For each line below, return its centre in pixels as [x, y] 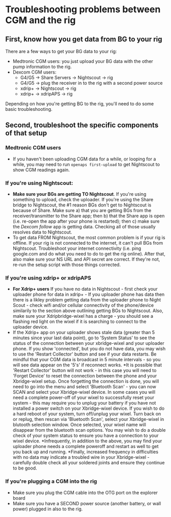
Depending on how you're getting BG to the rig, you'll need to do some [80, 104]
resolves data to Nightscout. [42, 232]
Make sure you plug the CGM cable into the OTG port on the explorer [85, 492]
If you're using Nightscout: [39, 183]
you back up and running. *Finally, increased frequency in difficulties [86, 452]
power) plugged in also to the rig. [47, 509]
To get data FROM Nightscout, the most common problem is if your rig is [89, 237]
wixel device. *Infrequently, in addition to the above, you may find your [87, 441]
